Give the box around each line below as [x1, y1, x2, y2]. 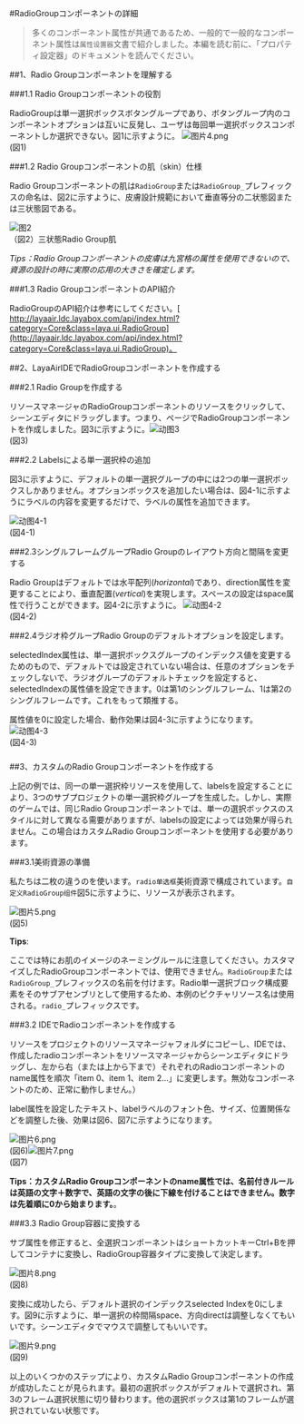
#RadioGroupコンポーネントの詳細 [9, 8, 139, 18]
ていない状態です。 [33, 1405, 104, 1416]
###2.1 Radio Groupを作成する [9, 382, 123, 392]
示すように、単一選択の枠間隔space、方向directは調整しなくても [44, 1310, 288, 1321]
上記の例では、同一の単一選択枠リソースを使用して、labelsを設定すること [9, 780, 285, 791]
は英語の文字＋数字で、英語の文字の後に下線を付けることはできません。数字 [9, 1187, 296, 1198]
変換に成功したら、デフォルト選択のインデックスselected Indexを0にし [9, 1298, 276, 1309]
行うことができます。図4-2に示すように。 [25, 600, 181, 610]
